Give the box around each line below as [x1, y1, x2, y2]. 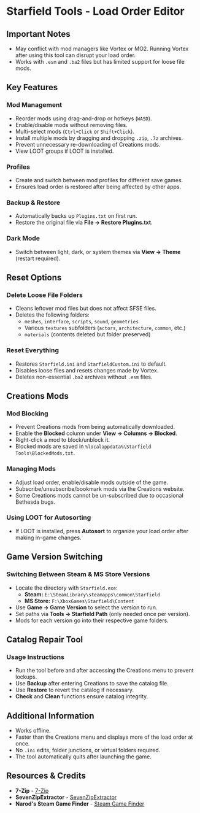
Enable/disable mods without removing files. [15, 121, 128, 128]
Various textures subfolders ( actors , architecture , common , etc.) [24, 324, 186, 332]
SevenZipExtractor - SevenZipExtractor [15, 793, 117, 801]
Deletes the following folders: [15, 311, 90, 318]
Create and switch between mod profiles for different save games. [15, 176, 183, 183]
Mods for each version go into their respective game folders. [15, 617, 169, 624]
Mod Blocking [6, 409, 48, 418]
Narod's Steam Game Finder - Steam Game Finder [15, 800, 145, 807]
